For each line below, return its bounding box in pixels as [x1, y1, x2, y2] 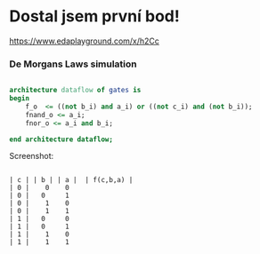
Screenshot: [9, 151, 54, 162]
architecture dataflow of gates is [9, 86, 142, 95]
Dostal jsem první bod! [9, 6, 180, 27]
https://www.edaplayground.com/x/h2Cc [9, 36, 160, 46]
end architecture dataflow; [9, 135, 114, 144]
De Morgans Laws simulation [9, 58, 137, 70]
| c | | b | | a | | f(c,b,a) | [9, 176, 134, 185]
